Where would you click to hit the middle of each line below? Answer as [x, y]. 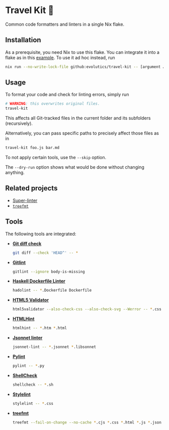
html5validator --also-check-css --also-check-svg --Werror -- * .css [87, 309]
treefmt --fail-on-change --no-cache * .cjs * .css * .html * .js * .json [87, 422]
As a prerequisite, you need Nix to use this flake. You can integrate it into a [82, 52]
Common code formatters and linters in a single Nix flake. [65, 24]
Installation [23, 40]
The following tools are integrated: [41, 234]
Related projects [31, 188]
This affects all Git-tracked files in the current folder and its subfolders [78, 118]
